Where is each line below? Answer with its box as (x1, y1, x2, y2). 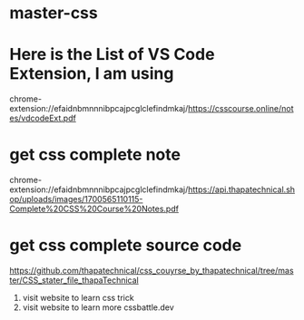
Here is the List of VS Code (9, 44, 215, 65)
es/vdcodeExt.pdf (9, 112, 77, 124)
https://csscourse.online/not (187, 103, 294, 114)
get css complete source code (9, 235, 242, 256)
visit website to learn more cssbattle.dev (22, 302, 174, 313)
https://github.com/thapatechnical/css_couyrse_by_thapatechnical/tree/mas (9, 266, 294, 276)
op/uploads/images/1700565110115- (9, 194, 143, 205)
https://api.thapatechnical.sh (187, 184, 296, 195)
